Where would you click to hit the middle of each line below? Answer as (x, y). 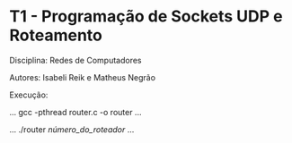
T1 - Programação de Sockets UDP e (146, 17)
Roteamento (56, 35)
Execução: (29, 95)
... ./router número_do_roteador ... (72, 129)
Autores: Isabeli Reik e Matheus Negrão (82, 77)
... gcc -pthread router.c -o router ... (75, 112)
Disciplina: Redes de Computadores (75, 60)
